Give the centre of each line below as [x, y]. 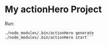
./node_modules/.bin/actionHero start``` [49, 37]
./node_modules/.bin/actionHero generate [49, 33]
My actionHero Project [53, 9]
